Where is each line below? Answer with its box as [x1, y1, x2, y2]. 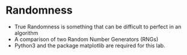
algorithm [14, 29, 38, 36]
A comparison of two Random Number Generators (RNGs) [14, 35, 159, 43]
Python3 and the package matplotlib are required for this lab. [14, 42, 166, 49]
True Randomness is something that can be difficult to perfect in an [14, 23, 182, 30]
